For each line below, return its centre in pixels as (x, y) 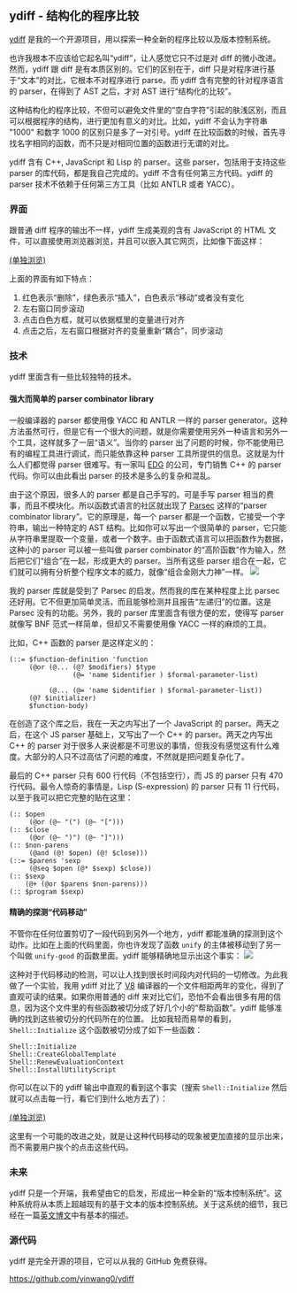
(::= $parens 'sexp (45, 860)
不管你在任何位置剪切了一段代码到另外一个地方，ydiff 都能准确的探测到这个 (146, 933)
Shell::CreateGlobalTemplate (63, 1054)
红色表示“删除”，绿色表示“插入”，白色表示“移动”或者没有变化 (133, 297)
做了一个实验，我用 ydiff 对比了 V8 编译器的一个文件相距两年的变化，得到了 (147, 985)
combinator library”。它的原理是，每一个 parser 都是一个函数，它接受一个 (144, 516)
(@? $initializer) (63, 698)
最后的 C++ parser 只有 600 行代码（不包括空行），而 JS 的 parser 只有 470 (146, 775)
